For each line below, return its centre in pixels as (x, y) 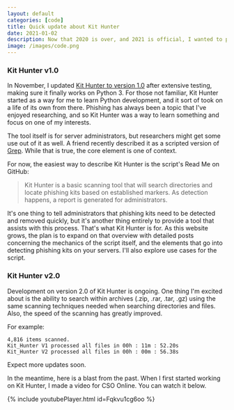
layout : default (31, 14)
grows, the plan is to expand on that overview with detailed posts (101, 236)
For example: (26, 326)
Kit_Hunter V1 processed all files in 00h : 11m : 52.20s (93, 345)
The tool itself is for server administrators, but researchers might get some (114, 136)
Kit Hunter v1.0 (33, 70)
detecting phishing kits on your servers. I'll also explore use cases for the (112, 251)
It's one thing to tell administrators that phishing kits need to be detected (111, 214)
